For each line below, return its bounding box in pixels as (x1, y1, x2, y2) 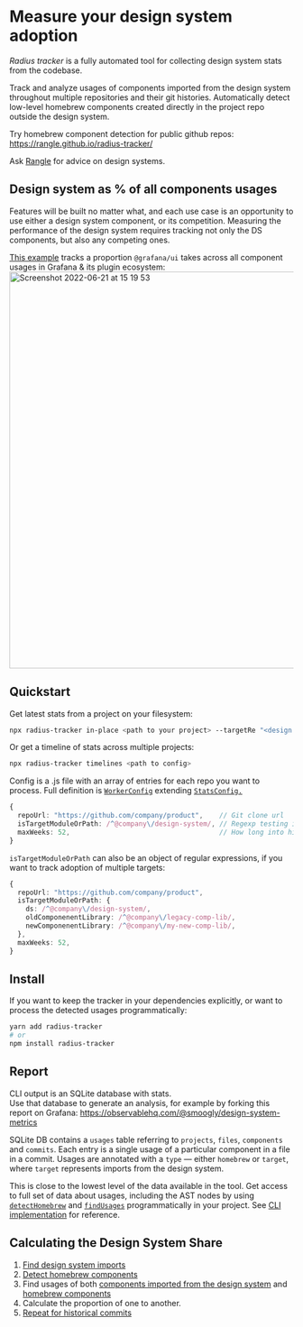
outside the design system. (9, 111, 110, 122)
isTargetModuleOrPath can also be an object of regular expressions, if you (9, 852, 283, 863)
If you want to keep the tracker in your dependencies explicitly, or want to (9, 995, 283, 1006)
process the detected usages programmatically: (9, 1005, 188, 1016)
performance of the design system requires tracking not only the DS (9, 224, 263, 235)
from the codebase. (9, 65, 83, 76)
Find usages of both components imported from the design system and (22, 1278, 288, 1289)
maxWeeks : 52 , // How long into (17, 828, 284, 837)
